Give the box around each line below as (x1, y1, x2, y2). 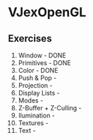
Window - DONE (18, 51, 66, 59)
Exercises (8, 33, 52, 45)
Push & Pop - (18, 74, 57, 82)
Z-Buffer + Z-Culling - (18, 104, 82, 112)
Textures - (18, 119, 49, 127)
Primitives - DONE (18, 59, 71, 67)
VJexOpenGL (8, 4, 87, 21)
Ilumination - (18, 111, 56, 119)
